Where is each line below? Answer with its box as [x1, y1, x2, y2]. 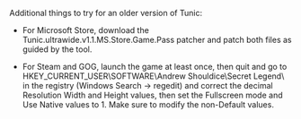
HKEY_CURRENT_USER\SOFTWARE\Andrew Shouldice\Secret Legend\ [22, 71, 285, 81]
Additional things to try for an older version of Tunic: [9, 8, 203, 18]
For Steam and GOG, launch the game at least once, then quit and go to [22, 62, 288, 72]
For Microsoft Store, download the [22, 25, 150, 35]
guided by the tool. [22, 44, 93, 55]
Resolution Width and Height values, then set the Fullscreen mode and [22, 89, 283, 100]
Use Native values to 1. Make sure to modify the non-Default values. [22, 99, 274, 110]
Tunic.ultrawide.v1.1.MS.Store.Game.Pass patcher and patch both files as [22, 35, 292, 45]
